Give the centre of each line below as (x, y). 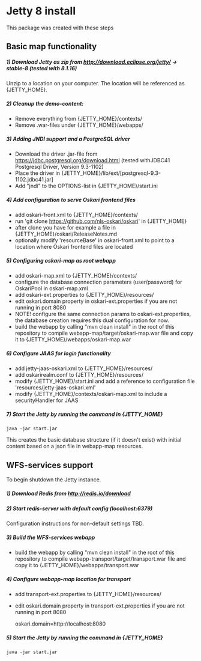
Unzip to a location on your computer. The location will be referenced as (95, 84)
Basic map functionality (52, 47)
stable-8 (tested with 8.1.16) (42, 68)
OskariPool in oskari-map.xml (51, 288)
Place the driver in (37, 173)
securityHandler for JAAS (46, 400)
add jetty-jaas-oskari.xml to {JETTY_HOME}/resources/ (84, 368)
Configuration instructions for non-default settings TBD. (75, 523)
